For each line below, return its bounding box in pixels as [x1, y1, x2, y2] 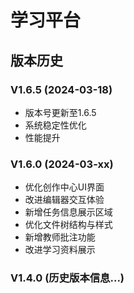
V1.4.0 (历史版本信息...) [10, 271, 125, 285]
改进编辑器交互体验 [24, 194, 105, 206]
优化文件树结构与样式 [24, 219, 113, 231]
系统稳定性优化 [24, 119, 87, 131]
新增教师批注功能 [24, 231, 96, 243]
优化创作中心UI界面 [24, 181, 105, 193]
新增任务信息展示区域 [24, 206, 113, 218]
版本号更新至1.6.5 [24, 106, 97, 118]
